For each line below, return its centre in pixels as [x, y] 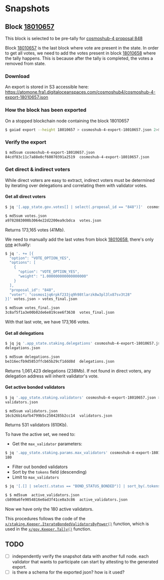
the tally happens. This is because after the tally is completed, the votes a [79, 58]
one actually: [18, 244]
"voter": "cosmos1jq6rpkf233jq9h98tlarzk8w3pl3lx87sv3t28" [71, 295]
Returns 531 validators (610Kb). [37, 425]
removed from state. [26, 63]
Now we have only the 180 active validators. [49, 509]
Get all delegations [24, 333]
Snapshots [27, 9]
